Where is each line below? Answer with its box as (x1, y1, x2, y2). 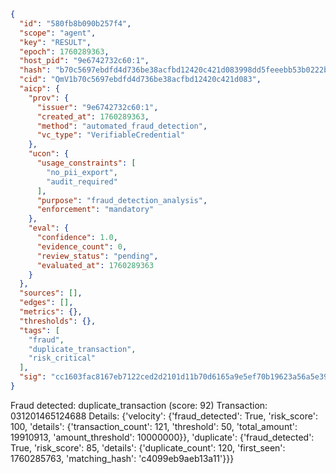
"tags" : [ (19, 325, 60, 335)
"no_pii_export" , (46, 167, 118, 177)
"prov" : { (28, 93, 70, 103)
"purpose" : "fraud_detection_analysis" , (36, 195, 208, 205)
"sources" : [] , (19, 288, 83, 299)
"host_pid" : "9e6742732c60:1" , (19, 56, 150, 66)
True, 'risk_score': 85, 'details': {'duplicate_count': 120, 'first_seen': (10, 441, 286, 454)
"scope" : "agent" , (19, 28, 97, 38)
